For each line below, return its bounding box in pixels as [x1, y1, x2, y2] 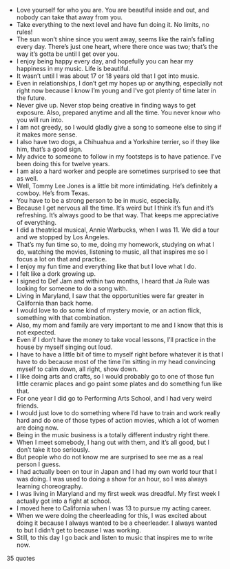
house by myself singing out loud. [16, 343, 113, 351]
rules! [16, 28, 33, 36]
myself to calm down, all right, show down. [16, 365, 138, 373]
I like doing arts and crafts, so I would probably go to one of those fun [16, 372, 215, 380]
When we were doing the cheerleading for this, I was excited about [16, 512, 207, 519]
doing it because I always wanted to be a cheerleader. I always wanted [16, 519, 218, 527]
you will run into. [16, 116, 63, 123]
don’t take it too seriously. [16, 446, 90, 454]
